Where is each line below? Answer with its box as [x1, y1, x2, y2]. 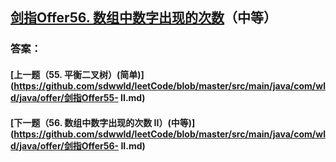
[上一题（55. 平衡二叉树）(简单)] [10, 68, 145, 80]
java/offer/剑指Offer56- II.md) [19, 139, 146, 152]
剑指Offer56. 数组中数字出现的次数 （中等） [10, 9, 278, 27]
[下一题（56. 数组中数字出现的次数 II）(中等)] [10, 116, 196, 128]
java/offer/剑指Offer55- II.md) [19, 91, 146, 103]
